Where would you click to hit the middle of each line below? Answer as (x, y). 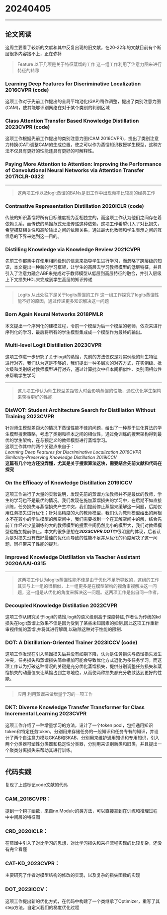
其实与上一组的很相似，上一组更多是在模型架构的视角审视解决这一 (85, 586)
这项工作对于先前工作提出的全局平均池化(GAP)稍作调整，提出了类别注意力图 (83, 101)
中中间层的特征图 (23, 817)
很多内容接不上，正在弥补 (36, 53)
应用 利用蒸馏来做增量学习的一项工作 (55, 694)
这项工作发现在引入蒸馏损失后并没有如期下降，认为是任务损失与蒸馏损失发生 (83, 654)
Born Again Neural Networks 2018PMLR (54, 314)
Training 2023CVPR (30, 416)
